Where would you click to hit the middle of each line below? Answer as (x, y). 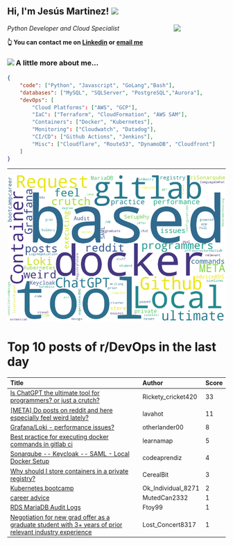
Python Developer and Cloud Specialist (63, 28)
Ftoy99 (152, 507)
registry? (23, 478)
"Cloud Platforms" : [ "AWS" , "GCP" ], (85, 107)
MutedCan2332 (165, 498)
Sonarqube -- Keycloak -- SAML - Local (70, 454)
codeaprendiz (162, 457)
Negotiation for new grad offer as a (60, 517)
